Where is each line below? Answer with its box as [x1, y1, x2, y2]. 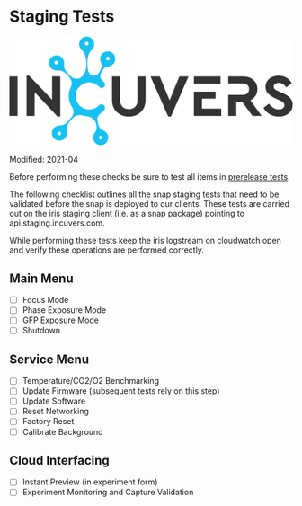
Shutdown [22, 325, 61, 336]
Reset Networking [22, 406, 90, 417]
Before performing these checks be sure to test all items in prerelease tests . [9, 172, 290, 182]
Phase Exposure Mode [22, 305, 106, 315]
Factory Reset [22, 416, 75, 427]
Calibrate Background [22, 426, 103, 437]
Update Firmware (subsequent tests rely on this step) [22, 386, 220, 396]
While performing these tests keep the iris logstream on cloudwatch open [9, 235, 281, 246]
